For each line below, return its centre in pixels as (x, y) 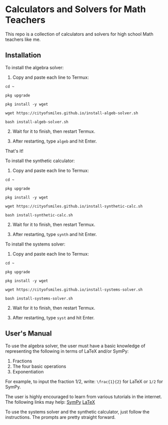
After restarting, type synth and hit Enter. (55, 234)
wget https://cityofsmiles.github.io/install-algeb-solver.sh (72, 113)
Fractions (22, 361)
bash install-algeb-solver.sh (37, 122)
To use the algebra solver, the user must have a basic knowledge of (75, 346)
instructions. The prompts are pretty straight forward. (60, 417)
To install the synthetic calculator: (40, 161)
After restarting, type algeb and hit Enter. (55, 141)
